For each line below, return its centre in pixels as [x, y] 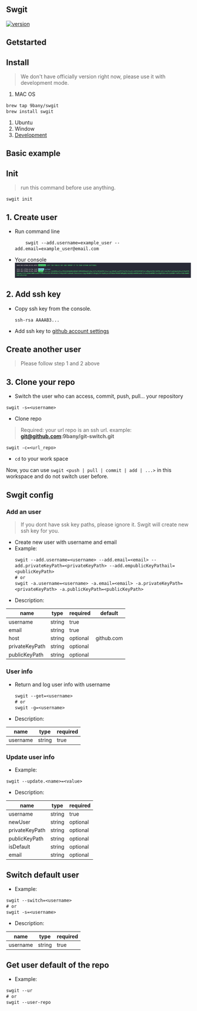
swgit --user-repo [28, 1003]
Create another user [44, 350]
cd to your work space [41, 459]
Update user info [30, 757]
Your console [30, 260]
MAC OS [25, 94]
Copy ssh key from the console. [53, 308]
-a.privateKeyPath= [159, 583]
